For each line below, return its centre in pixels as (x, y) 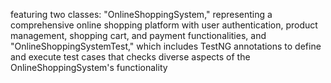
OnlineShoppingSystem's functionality (89, 67)
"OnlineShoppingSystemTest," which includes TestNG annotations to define (166, 46)
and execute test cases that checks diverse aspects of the (130, 57)
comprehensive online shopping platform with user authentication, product (164, 25)
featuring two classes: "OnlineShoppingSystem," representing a (141, 14)
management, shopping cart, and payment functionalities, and (138, 35)
